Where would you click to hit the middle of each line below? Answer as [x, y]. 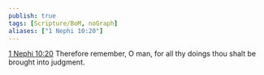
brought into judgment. [47, 62]
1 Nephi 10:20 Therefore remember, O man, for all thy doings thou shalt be [132, 54]
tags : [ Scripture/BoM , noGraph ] [63, 23]
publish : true [32, 16]
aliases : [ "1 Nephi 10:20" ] [56, 31]
